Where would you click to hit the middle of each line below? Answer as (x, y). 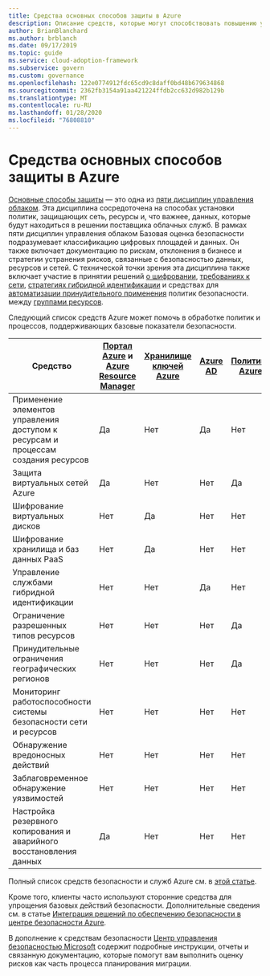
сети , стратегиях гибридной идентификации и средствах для (114, 284)
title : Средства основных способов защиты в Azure (95, 16)
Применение (37, 399)
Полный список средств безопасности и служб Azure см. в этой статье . (133, 881)
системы (30, 712)
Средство (52, 365)
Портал (117, 345)
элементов (34, 409)
